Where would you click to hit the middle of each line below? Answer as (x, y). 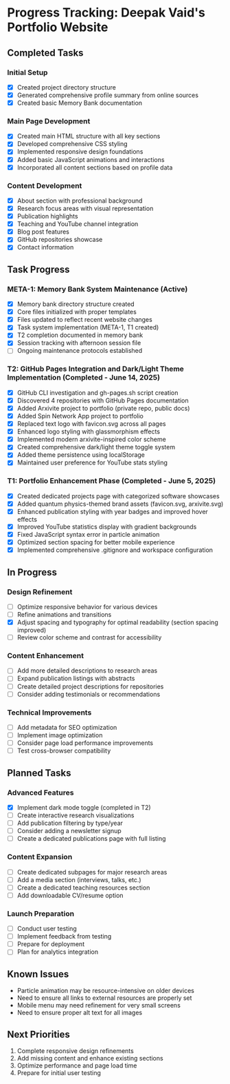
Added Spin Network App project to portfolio (80, 416)
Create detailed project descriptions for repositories (90, 686)
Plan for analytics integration (58, 952)
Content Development (45, 185)
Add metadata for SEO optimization (67, 727)
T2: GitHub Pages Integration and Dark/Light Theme (95, 369)
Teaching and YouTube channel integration (78, 224)
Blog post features (43, 232)
